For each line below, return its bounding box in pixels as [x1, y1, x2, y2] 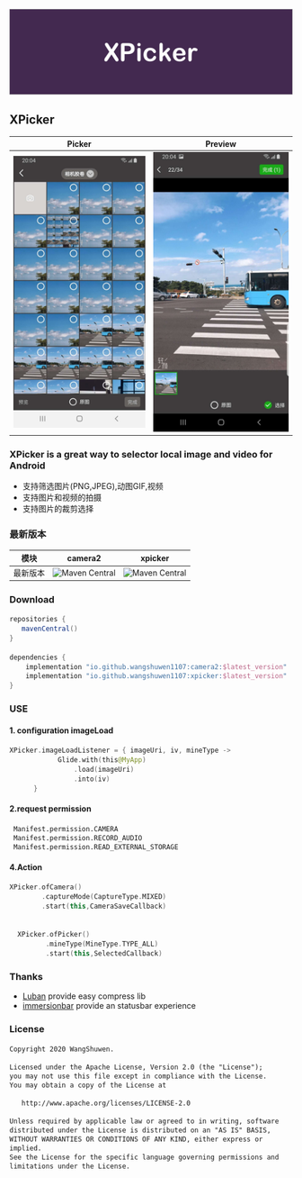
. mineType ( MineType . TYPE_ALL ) [45, 939, 159, 949]
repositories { [9, 615, 67, 624]
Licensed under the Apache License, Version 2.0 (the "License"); [9, 1063, 263, 1072]
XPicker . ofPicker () [17, 930, 91, 939]
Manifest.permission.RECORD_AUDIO [13, 833, 143, 842]
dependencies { [9, 653, 67, 662]
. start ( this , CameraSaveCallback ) [41, 902, 167, 911]
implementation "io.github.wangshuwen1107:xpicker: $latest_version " [25, 672, 288, 681]
